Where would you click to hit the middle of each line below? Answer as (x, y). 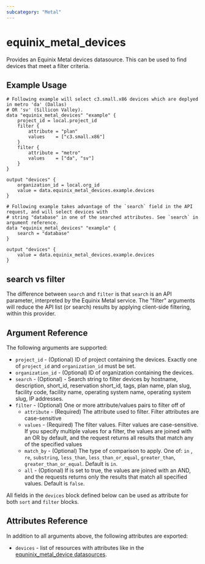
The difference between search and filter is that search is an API (89, 294)
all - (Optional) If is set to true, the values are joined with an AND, (107, 470)
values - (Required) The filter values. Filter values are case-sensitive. (111, 425)
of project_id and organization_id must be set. (76, 366)
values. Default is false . (54, 483)
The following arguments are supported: (57, 348)
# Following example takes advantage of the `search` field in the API (99, 207)
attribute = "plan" (53, 132)
